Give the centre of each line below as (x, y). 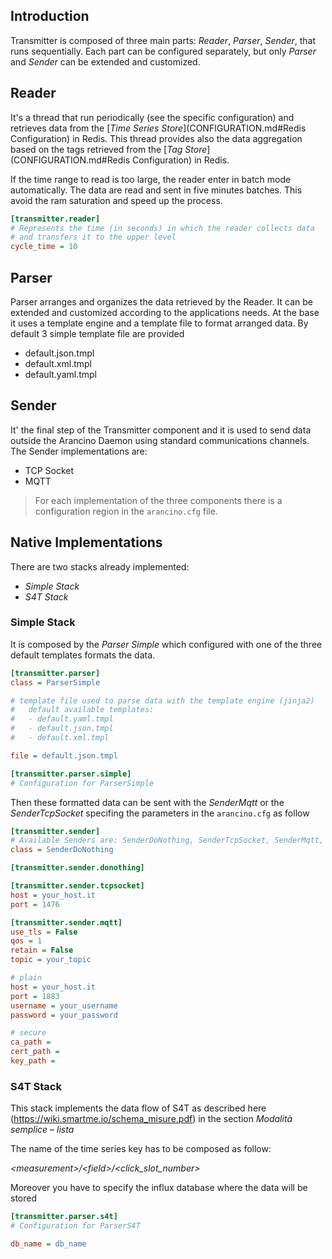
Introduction (50, 16)
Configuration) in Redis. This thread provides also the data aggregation (156, 138)
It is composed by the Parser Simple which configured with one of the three (166, 644)
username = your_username (64, 1005)
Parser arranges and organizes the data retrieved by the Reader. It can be (161, 301)
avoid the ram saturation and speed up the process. (116, 200)
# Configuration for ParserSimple (82, 783)
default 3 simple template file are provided (97, 333)
